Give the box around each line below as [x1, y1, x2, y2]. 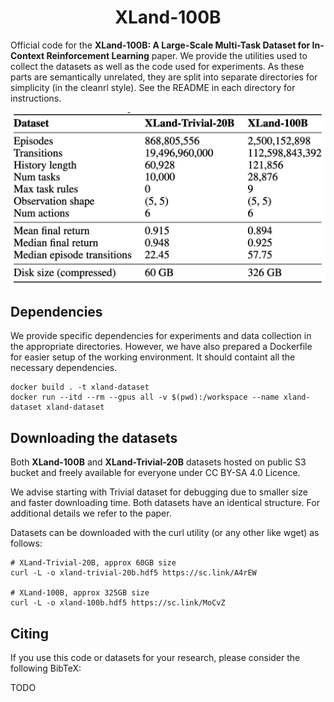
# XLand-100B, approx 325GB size [10, 588, 150, 598]
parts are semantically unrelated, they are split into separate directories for [10, 71, 318, 83]
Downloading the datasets [10, 429, 178, 446]
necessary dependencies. [10, 362, 118, 374]
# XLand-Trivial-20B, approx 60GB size [10, 558, 177, 568]
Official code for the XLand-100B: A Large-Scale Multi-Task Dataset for [10, 39, 311, 51]
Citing [10, 625, 49, 642]
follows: [10, 537, 43, 550]
